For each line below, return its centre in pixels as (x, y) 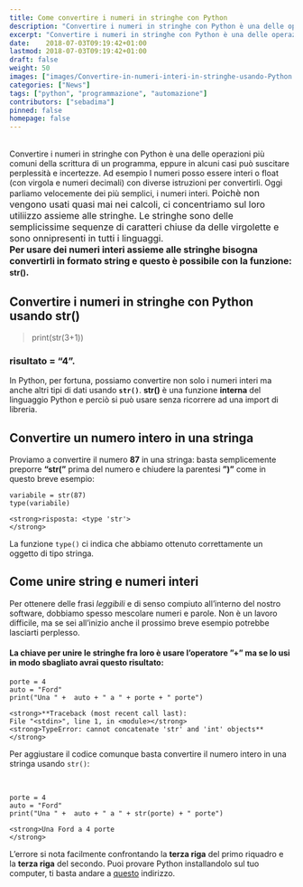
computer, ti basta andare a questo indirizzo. (92, 873)
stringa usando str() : (50, 764)
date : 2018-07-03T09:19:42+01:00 (78, 43)
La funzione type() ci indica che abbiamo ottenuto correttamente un (136, 544)
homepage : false (40, 118)
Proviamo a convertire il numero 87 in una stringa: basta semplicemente (143, 460)
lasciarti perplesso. (45, 632)
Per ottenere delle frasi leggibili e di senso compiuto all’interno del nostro (145, 603)
